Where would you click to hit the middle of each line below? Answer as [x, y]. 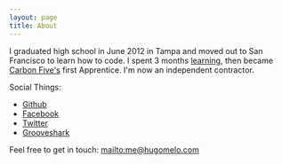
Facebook [40, 113]
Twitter [35, 123]
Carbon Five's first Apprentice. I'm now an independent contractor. [132, 70]
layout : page [33, 17]
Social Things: [35, 87]
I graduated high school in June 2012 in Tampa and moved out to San [136, 51]
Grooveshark [46, 132]
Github [34, 104]
